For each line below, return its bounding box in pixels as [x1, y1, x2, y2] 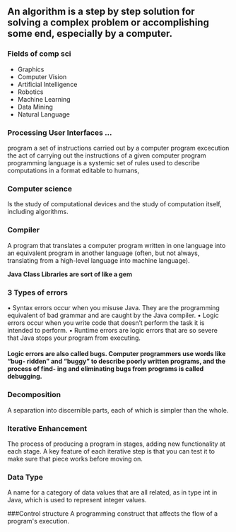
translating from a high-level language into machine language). [7, 256, 190, 264]
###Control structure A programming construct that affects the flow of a [7, 509, 218, 518]
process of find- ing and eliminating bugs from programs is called [7, 365, 204, 373]
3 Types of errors [7, 288, 69, 297]
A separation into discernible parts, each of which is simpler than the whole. [7, 406, 229, 414]
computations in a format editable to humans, [7, 166, 140, 175]
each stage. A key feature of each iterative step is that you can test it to [7, 447, 216, 456]
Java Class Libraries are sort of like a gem [7, 270, 133, 278]
